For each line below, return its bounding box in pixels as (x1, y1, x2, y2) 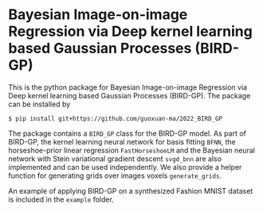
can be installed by (8, 99, 71, 109)
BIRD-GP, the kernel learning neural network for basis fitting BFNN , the (8, 137, 237, 146)
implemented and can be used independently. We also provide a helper (8, 162, 242, 172)
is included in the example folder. (8, 195, 114, 204)
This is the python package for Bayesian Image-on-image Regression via (8, 82, 248, 92)
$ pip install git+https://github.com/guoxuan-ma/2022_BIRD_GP (8, 114, 223, 122)
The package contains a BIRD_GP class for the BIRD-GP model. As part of (8, 129, 247, 138)
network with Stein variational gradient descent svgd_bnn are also (8, 153, 222, 164)
